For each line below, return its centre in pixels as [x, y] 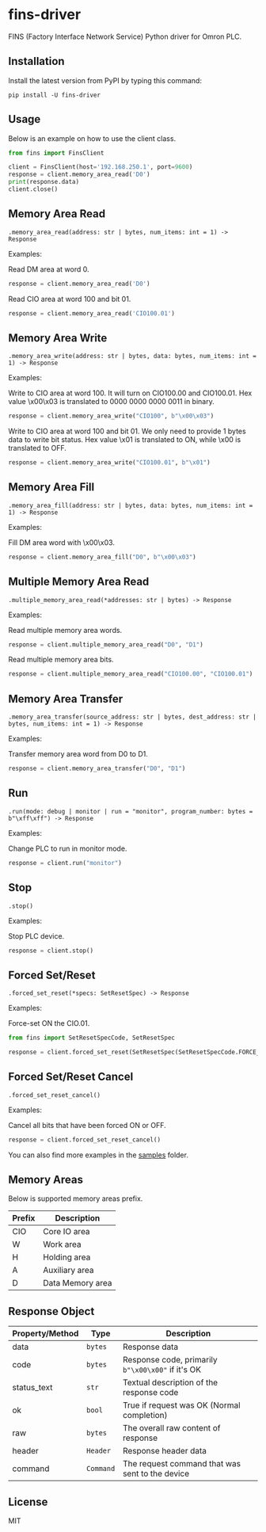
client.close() [33, 189]
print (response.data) [44, 182]
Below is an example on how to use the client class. [92, 138]
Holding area [67, 1257]
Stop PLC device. [36, 936]
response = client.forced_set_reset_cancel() [84, 1139]
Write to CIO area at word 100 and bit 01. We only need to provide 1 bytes [127, 431]
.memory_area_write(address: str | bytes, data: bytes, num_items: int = [133, 356]
